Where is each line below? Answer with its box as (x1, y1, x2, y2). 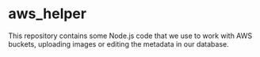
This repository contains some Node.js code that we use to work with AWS (8, 31, 252, 40)
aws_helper (8, 5, 87, 23)
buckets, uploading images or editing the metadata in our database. (8, 39, 230, 48)
